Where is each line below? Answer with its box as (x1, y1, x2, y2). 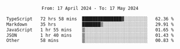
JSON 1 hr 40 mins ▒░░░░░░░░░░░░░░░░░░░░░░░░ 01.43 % (6, 32, 174, 38)
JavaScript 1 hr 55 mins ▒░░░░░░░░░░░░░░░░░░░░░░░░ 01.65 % (6, 27, 174, 33)
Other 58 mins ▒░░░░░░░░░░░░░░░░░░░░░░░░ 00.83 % (6, 38, 174, 44)
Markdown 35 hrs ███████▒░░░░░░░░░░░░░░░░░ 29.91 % (6, 21, 174, 27)
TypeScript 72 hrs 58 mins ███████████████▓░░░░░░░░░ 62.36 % (6, 16, 174, 22)
